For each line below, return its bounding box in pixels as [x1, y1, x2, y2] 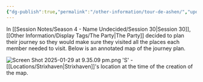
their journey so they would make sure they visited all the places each [6, 38, 180, 45]
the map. [6, 69, 28, 76]
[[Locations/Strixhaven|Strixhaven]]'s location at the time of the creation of [6, 63, 193, 70]
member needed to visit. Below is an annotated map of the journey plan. [6, 45, 186, 52]
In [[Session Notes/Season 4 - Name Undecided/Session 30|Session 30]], [6, 25, 192, 33]
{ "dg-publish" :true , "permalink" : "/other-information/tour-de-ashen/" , [6, 8, 188, 15]
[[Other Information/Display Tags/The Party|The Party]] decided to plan [6, 31, 184, 39]
